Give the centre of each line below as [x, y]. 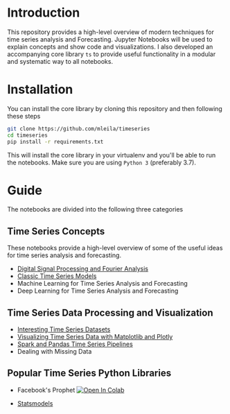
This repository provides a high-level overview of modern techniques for [111, 32]
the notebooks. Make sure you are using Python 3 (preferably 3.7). [101, 162]
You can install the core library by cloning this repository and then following [115, 108]
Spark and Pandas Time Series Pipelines [75, 344]
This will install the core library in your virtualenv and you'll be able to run [112, 155]
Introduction [44, 13]
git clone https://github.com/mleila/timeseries [79, 129]
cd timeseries [28, 135]
